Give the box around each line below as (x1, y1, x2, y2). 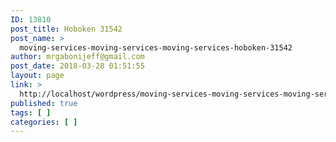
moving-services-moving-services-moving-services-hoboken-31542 (19, 42, 293, 53)
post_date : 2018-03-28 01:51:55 (10, 61, 145, 71)
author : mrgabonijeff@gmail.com (10, 52, 145, 62)
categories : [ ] (10, 117, 78, 127)
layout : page (10, 71, 65, 81)
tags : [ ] (10, 107, 52, 118)
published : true (10, 98, 78, 108)
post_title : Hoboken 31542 (10, 24, 123, 34)
